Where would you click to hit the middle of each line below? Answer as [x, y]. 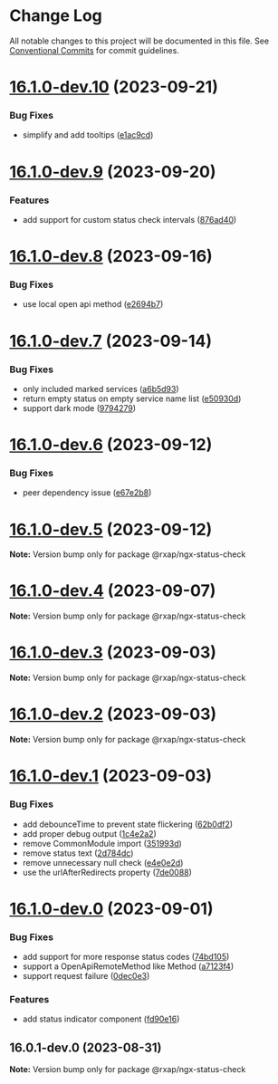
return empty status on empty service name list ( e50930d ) [132, 398]
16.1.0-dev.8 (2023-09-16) [111, 257]
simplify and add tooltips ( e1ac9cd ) [88, 135]
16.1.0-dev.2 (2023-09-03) [113, 714]
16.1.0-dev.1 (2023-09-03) [111, 776]
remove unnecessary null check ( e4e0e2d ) [103, 862]
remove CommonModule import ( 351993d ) [102, 843]
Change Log [56, 16]
